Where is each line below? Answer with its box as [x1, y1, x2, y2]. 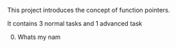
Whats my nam [17, 33, 61, 41]
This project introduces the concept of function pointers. [7, 6, 170, 14]
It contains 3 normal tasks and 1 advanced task [7, 19, 142, 27]
